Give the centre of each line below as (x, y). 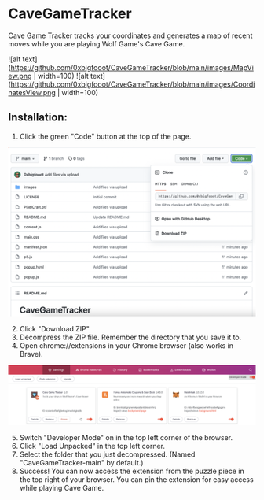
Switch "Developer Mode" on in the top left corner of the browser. (126, 438)
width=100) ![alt (63, 76)
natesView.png (32, 92)
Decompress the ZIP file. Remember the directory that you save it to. (130, 337)
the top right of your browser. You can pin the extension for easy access (136, 480)
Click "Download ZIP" (55, 328)
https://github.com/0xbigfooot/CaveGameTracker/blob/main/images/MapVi (132, 67)
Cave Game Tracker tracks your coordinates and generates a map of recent (130, 35)
